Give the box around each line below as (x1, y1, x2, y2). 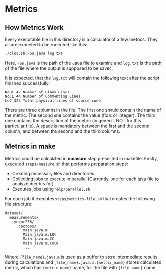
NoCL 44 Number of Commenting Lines (5, 94, 81, 99)
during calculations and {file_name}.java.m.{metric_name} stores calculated (5, 259, 162, 265)
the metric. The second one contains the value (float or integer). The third (5, 112, 156, 118)
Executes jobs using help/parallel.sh (12, 186, 90, 192)
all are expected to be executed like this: (5, 42, 88, 47)
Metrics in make (5, 142, 56, 151)
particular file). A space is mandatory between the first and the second (5, 123, 150, 129)
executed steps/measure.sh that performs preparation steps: (5, 161, 128, 167)
